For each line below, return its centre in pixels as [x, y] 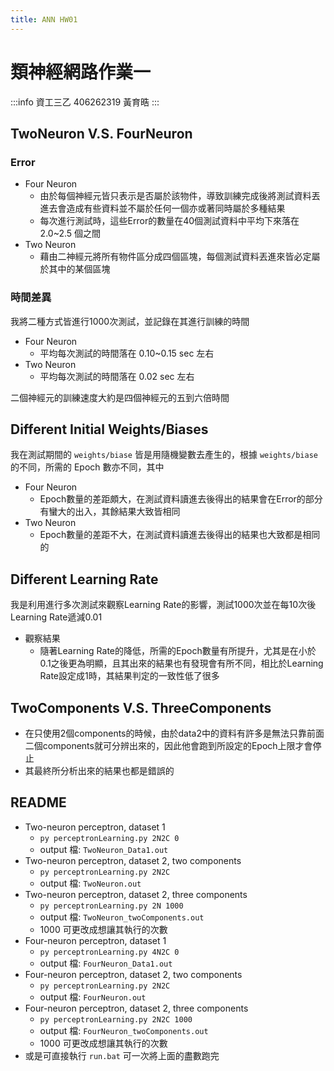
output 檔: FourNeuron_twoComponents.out [124, 1030]
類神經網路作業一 [81, 72]
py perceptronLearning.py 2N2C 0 [109, 838]
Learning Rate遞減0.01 [56, 617]
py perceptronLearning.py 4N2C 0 [109, 952]
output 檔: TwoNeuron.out [90, 883]
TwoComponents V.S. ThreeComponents [141, 707]
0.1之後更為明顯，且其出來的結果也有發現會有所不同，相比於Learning [181, 663]
